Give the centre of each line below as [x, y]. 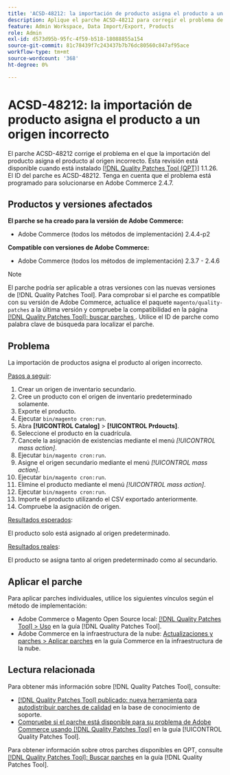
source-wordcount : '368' [43, 59]
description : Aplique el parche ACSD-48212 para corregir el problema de [116, 20]
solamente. [34, 404]
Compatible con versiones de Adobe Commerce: [79, 248]
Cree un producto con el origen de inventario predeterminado [105, 396]
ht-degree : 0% [28, 65]
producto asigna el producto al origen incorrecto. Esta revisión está [103, 161]
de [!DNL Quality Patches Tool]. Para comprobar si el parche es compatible [114, 295]
